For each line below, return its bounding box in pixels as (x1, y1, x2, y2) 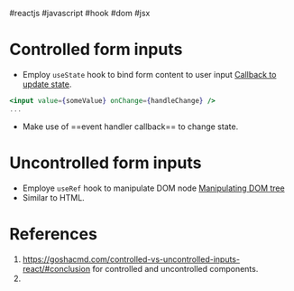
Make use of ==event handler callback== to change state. (22, 121, 239, 132)
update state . (22, 79, 72, 89)
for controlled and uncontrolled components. (92, 263, 259, 274)
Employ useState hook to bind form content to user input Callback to (22, 69, 277, 80)
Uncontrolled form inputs (9, 153, 202, 173)
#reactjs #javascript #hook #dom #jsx (9, 8, 151, 18)
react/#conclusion (22, 263, 91, 274)
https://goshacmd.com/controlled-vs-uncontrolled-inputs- (22, 253, 241, 265)
